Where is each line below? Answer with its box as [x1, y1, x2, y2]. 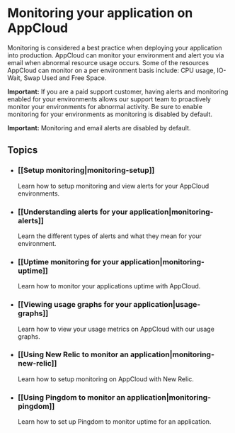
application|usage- [133, 300, 201, 310]
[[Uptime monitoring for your [17, 257, 119, 266]
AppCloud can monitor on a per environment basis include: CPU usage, [7, 66, 216, 74]
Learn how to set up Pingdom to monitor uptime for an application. [17, 417, 212, 426]
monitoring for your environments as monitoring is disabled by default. [7, 110, 212, 118]
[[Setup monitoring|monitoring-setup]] [17, 165, 155, 175]
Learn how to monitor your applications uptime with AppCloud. [17, 282, 201, 291]
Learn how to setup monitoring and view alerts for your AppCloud [17, 181, 210, 190]
